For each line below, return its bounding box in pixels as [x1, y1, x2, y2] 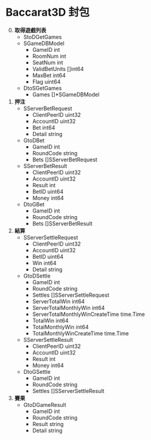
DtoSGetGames [23, 84, 62, 91]
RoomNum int [32, 52, 67, 60]
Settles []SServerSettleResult [32, 387, 105, 394]
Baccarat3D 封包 [5, 5, 90, 19]
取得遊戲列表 [14, 26, 46, 34]
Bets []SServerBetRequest [32, 156, 97, 163]
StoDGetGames [23, 33, 62, 40]
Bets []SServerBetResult [32, 220, 93, 227]
